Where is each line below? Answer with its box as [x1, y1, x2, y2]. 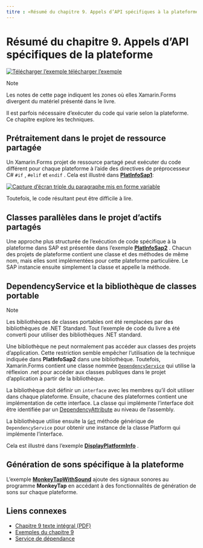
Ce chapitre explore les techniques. [6, 115, 95, 123]
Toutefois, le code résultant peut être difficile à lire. [6, 195, 133, 202]
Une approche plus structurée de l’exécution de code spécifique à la [6, 238, 176, 245]
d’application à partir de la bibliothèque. [6, 375, 105, 382]
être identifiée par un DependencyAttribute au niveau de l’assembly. [6, 406, 175, 413]
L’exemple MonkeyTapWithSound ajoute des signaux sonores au [6, 475, 169, 483]
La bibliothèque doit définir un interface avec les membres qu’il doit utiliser [6, 387, 195, 393]
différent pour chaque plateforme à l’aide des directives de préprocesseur [6, 165, 190, 172]
